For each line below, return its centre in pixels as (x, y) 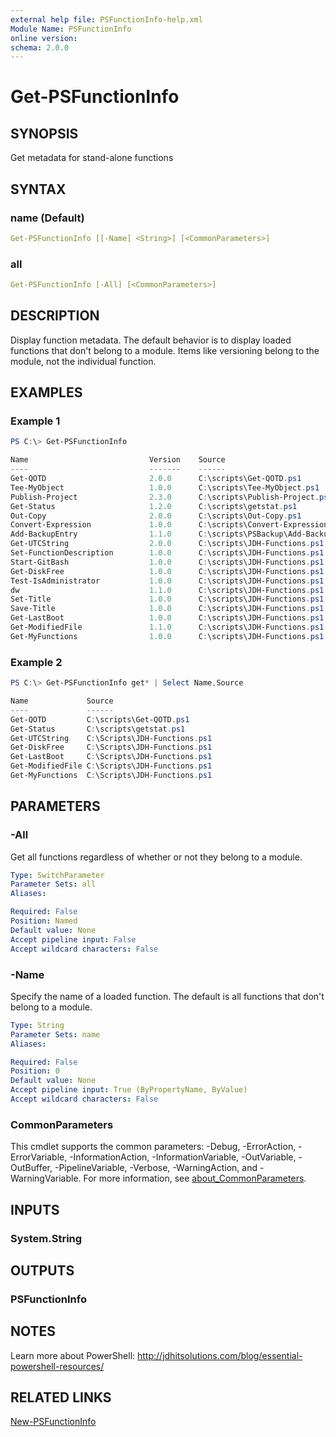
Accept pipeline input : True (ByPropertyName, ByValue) (129, 1090)
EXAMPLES (46, 392)
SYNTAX (38, 189)
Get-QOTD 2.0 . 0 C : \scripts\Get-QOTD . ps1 (156, 479)
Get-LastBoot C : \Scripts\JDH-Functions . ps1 (111, 757)
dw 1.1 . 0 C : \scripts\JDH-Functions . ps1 (167, 590)
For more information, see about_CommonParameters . (195, 1178)
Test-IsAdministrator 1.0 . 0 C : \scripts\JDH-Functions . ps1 (167, 581)
